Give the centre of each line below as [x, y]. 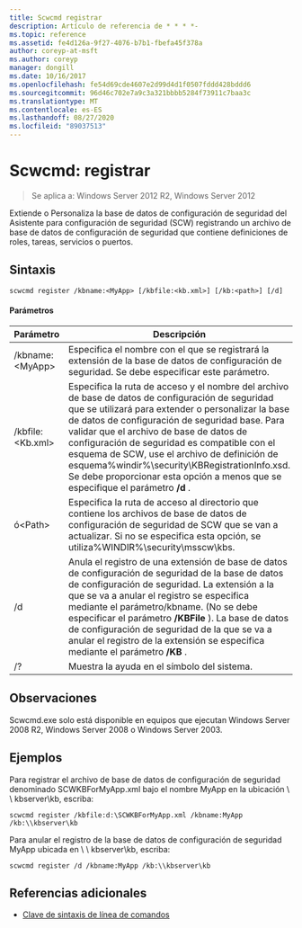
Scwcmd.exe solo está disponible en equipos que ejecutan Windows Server [150, 719]
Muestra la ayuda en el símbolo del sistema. [160, 666]
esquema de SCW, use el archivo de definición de [173, 453]
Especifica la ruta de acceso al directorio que [163, 502]
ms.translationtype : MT [54, 101]
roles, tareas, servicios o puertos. [71, 241]
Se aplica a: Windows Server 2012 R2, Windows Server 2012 [143, 195]
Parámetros [31, 310]
